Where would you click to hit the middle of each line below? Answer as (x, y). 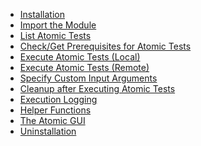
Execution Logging (58, 99)
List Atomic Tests (55, 35)
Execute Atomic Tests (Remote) (84, 67)
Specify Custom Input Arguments (88, 78)
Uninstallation (48, 131)
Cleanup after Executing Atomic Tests (97, 88)
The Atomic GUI (52, 120)
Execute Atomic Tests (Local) (80, 57)
